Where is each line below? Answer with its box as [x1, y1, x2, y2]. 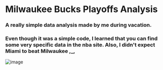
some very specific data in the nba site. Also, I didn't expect [5, 41, 155, 48]
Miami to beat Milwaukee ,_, [5, 48, 75, 55]
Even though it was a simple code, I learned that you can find [5, 35, 158, 42]
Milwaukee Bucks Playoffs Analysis [5, 4, 158, 15]
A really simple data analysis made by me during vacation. [5, 22, 152, 29]
